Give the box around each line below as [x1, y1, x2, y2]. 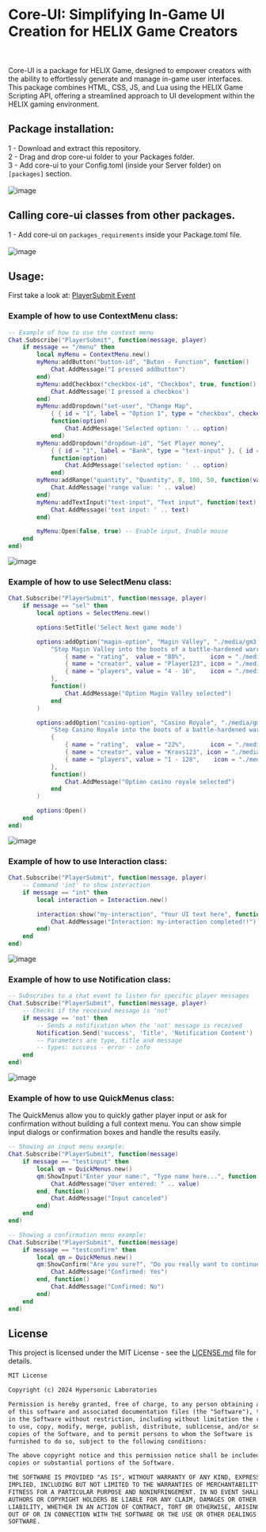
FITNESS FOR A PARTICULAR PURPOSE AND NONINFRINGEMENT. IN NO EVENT [8, 1488, 239, 1496]
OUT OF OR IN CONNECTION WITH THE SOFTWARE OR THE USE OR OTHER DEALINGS [8, 1511, 257, 1518]
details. [8, 1356, 32, 1366]
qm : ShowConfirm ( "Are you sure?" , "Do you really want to [36, 1260, 228, 1268]
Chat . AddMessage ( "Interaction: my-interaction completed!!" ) [50, 917, 257, 926]
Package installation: [8, 122, 115, 136]
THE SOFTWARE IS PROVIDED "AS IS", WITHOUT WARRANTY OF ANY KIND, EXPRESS [8, 1473, 260, 1482]
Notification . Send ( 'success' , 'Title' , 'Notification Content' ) [36, 1028, 253, 1037]
